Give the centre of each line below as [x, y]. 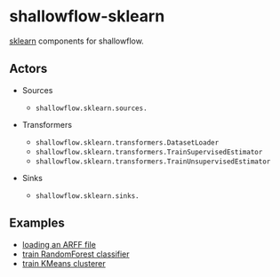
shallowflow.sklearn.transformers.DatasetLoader [127, 142]
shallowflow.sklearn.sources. [92, 108]
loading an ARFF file [59, 244]
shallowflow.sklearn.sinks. [87, 196]
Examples [37, 223]
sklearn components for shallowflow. [76, 41]
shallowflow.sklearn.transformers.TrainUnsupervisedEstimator [153, 162]
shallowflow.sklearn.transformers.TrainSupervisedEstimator [149, 152]
